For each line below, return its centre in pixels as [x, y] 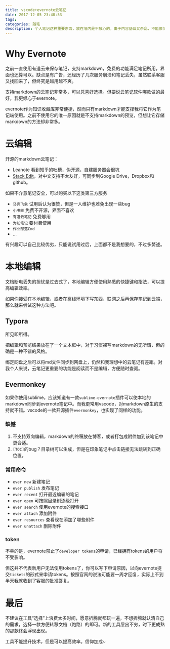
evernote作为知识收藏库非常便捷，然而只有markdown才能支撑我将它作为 [81, 109]
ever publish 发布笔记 [36, 488]
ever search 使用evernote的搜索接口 [50, 507]
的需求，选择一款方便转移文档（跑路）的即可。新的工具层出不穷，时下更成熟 [85, 624]
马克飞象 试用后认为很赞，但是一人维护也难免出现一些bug [71, 204]
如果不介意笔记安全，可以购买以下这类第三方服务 [56, 193]
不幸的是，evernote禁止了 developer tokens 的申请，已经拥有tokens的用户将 [84, 551]
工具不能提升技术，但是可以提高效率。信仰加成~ [56, 641]
